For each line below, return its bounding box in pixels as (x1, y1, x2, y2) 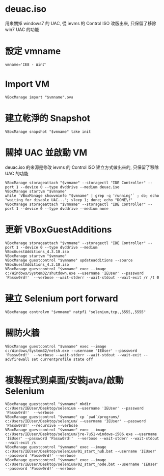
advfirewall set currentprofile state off (5, 357, 93, 362)
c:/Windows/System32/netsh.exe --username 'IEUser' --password (5, 348, 137, 353)
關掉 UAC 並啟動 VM (5, 147, 87, 158)
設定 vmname (5, 46, 61, 57)
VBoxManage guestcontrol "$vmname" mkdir (5, 402, 91, 407)
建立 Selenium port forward (5, 293, 118, 304)
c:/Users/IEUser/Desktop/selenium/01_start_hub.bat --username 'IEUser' (5, 449, 157, 454)
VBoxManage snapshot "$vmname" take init (5, 129, 91, 134)
